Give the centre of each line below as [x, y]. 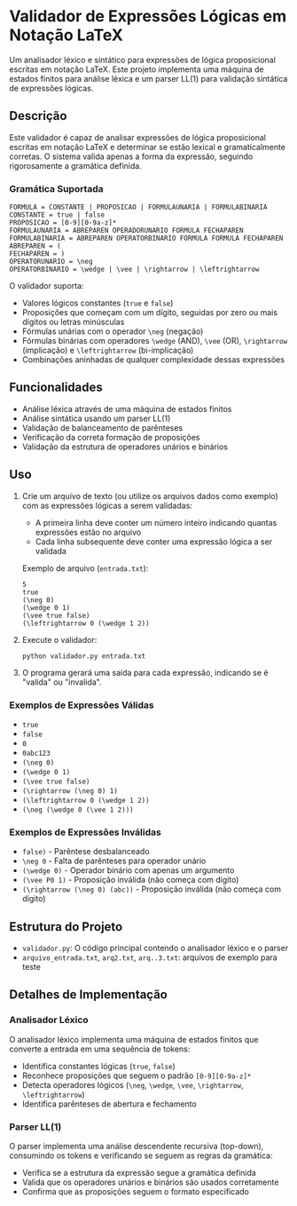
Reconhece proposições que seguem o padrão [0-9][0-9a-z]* [137, 1075]
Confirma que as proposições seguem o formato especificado [136, 1192]
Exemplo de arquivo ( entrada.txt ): [85, 568]
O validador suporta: [47, 286]
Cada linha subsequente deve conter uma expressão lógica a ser [154, 541]
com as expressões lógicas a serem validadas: [107, 505]
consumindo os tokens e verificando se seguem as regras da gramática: [141, 1155]
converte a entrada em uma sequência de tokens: [100, 1049]
